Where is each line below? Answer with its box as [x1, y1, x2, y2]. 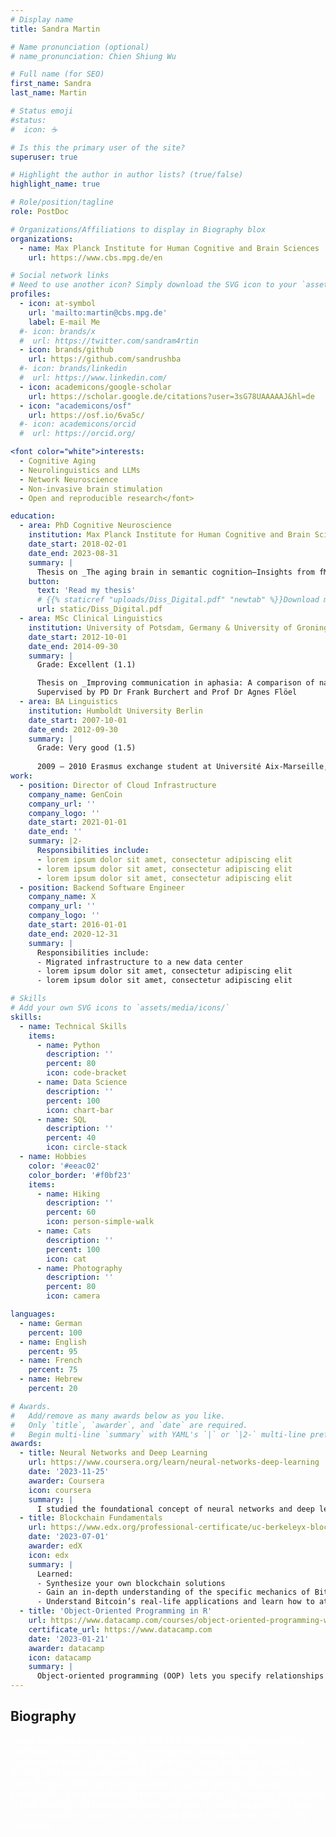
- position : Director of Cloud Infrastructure [19, 780, 217, 790]
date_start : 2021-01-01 [28, 817, 128, 828]
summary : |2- [28, 836, 83, 846]
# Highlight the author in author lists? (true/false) [10, 170, 244, 180]
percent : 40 [46, 1133, 97, 1143]
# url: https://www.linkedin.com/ [19, 373, 168, 383]
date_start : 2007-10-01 [28, 715, 128, 725]
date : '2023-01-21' [28, 1634, 110, 1644]
